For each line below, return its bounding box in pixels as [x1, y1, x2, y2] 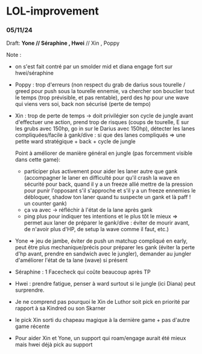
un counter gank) [24, 200, 68, 207]
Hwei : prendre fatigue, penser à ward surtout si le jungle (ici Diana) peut [14, 280, 196, 287]
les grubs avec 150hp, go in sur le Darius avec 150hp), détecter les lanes [14, 125, 195, 133]
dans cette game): [14, 156, 60, 163]
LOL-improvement [6, 4, 99, 18]
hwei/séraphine [14, 70, 54, 77]
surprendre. [14, 286, 45, 294]
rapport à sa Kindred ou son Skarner [14, 304, 106, 312]
